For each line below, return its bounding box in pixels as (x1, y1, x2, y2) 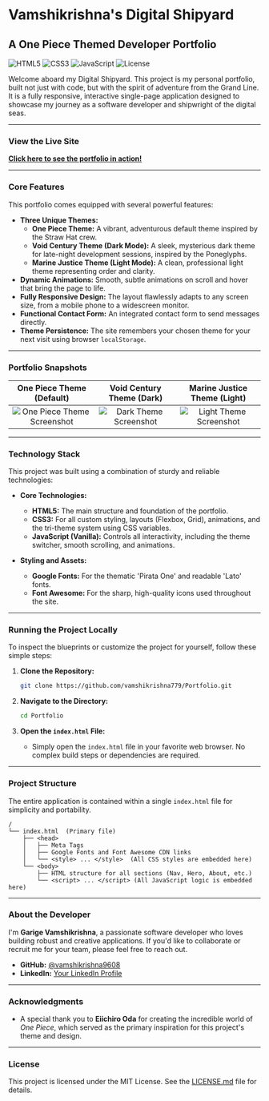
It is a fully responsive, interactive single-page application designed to (8, 91, 240, 101)
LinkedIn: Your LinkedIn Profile (19, 968, 122, 978)
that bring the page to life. (19, 283, 106, 293)
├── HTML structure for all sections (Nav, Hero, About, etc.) (37, 869, 252, 878)
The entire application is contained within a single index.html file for (8, 796, 233, 806)
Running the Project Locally (8, 625, 118, 636)
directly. (19, 317, 47, 327)
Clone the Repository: (19, 666, 94, 676)
